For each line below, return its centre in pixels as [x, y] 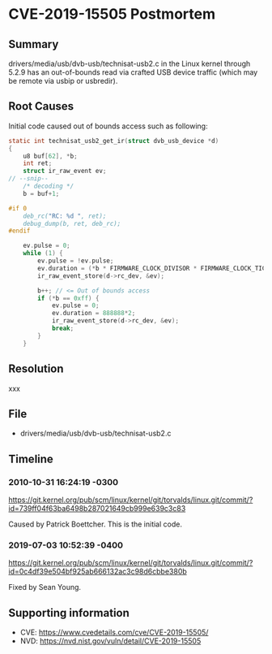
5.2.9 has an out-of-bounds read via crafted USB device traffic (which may [133, 72]
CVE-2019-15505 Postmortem [112, 14]
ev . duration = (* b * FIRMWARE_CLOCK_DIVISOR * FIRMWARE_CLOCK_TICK [153, 268]
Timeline [31, 459]
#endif [19, 231]
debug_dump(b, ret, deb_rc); [72, 223]
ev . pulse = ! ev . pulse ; [76, 261]
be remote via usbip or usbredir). [63, 81]
